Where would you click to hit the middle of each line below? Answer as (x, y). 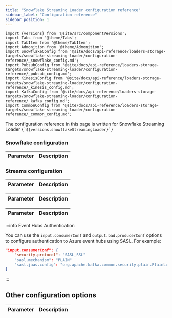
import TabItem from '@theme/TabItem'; (48, 43)
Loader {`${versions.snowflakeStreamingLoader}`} (59, 129)
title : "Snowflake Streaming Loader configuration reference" (73, 10)
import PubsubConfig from (33, 65)
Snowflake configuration (37, 143)
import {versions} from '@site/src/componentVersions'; (66, 34)
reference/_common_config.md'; (39, 114)
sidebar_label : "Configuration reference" (51, 15)
